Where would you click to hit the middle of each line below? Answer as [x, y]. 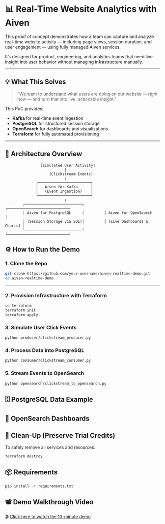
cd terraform [18, 306]
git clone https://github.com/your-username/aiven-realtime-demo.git [78, 274]
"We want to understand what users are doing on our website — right [87, 94]
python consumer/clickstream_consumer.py [48, 361]
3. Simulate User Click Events [41, 327]
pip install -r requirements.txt [39, 486]
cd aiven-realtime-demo [29, 279]
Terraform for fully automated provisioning [55, 134]
